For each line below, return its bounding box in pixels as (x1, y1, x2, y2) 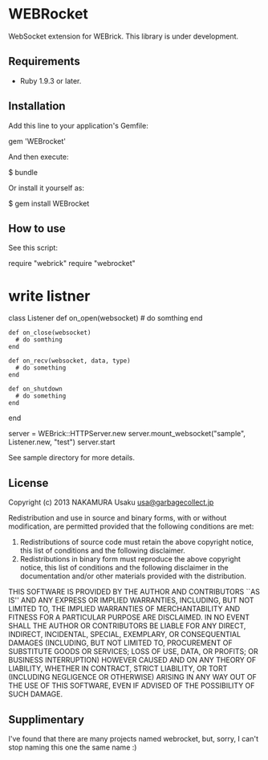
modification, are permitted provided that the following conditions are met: (8, 521, 254, 531)
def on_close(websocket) (8, 329, 91, 337)
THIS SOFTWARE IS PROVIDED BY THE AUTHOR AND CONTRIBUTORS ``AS (8, 587, 261, 597)
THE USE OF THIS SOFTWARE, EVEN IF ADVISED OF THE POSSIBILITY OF (8, 680, 255, 691)
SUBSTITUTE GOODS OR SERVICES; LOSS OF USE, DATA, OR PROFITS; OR (8, 647, 258, 656)
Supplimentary (8, 713, 84, 726)
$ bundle (8, 167, 39, 177)
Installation (8, 100, 66, 113)
